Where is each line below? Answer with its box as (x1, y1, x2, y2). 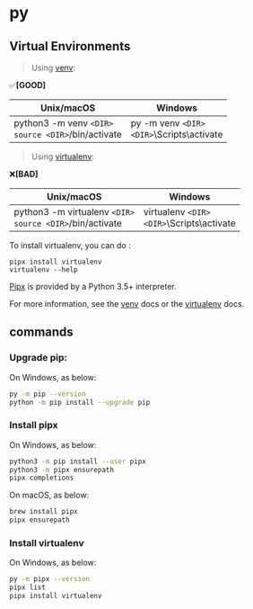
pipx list (9, 583, 47, 592)
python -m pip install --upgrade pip (9, 398, 151, 407)
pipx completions (9, 473, 74, 483)
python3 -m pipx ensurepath (9, 465, 115, 474)
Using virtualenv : (31, 151, 94, 162)
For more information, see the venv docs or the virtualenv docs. (9, 299, 245, 309)
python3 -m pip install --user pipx (9, 457, 146, 466)
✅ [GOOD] (9, 80, 47, 90)
